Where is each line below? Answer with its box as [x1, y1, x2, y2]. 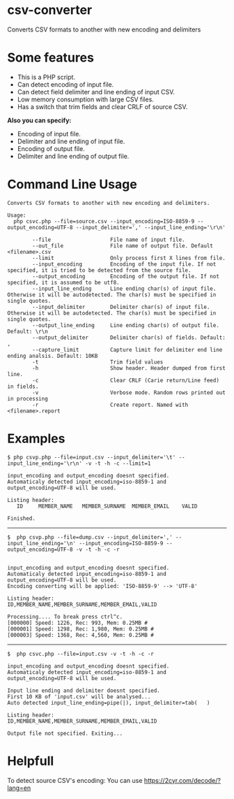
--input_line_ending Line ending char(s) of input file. [32, 285, 217, 292]
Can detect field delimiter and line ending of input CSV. [17, 87, 175, 96]
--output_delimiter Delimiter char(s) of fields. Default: [32, 334, 226, 341]
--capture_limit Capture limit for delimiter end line [32, 346, 223, 353]
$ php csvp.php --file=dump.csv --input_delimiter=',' [7, 533, 173, 540]
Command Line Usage [7, 177, 137, 192]
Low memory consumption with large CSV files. [17, 95, 155, 103]
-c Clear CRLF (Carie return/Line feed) [32, 377, 219, 384]
